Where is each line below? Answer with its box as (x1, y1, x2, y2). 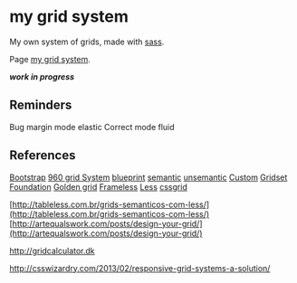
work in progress (9, 71, 75, 82)
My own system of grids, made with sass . (9, 36, 165, 47)
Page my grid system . (9, 53, 91, 64)
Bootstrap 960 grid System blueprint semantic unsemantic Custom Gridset (9, 172, 288, 183)
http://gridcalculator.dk (9, 245, 95, 256)
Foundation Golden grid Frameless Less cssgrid (9, 181, 187, 192)
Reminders (9, 98, 72, 113)
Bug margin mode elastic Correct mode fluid (9, 121, 175, 132)
